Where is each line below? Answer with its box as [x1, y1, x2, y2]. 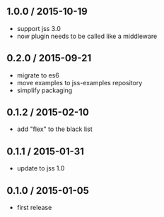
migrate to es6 [16, 70, 59, 80]
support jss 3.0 [16, 24, 61, 32]
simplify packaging [16, 86, 73, 94]
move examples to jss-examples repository [16, 78, 143, 87]
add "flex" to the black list [16, 125, 93, 133]
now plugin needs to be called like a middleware [16, 32, 158, 40]
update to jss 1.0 [16, 164, 65, 173]
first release [16, 204, 52, 212]
